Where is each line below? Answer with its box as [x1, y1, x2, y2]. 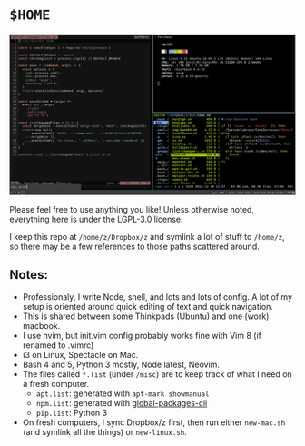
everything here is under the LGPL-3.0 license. [9, 213, 183, 224]
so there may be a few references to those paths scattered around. [9, 241, 261, 252]
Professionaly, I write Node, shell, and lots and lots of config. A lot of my [22, 291, 293, 302]
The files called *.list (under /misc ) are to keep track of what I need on [22, 368, 292, 380]
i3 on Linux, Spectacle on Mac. [22, 349, 139, 360]
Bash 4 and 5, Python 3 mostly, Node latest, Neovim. [22, 359, 221, 370]
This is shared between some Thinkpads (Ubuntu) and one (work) [22, 311, 270, 322]
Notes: [9, 267, 48, 282]
